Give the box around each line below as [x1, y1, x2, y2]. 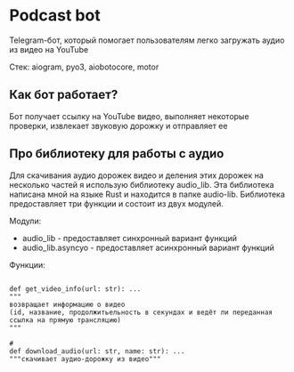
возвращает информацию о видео [9, 300, 126, 309]
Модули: [9, 215, 42, 226]
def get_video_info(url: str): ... [9, 284, 142, 294]
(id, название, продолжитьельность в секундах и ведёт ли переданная [9, 308, 274, 317]
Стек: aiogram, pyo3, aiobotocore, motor [9, 61, 159, 72]
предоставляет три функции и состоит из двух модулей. [9, 198, 225, 209]
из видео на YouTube [9, 44, 89, 54]
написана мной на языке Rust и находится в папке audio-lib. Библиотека [9, 189, 285, 199]
